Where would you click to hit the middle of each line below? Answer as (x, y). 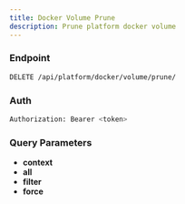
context (37, 163)
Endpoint (30, 58)
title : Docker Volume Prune (63, 18)
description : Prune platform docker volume (93, 26)
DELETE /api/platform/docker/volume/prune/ (93, 77)
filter (32, 182)
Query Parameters (51, 142)
